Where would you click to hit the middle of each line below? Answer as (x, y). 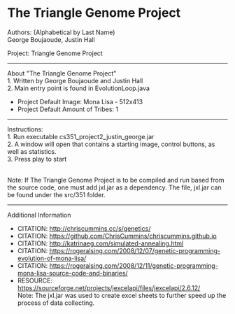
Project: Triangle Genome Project (55, 53)
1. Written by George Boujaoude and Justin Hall (75, 80)
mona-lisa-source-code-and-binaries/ (72, 273)
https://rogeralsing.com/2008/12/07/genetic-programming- (135, 250)
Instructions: (25, 129)
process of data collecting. (56, 303)
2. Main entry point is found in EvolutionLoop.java (79, 88)
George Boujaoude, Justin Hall (51, 39)
